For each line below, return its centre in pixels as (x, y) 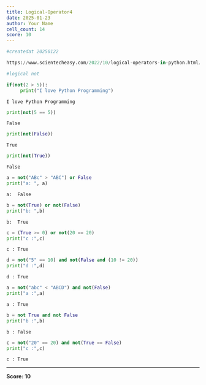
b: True (17, 222)
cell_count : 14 (26, 29)
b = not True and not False (42, 315)
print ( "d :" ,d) (26, 266)
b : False (19, 332)
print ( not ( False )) (30, 134)
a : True (17, 304)
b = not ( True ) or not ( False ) (44, 205)
